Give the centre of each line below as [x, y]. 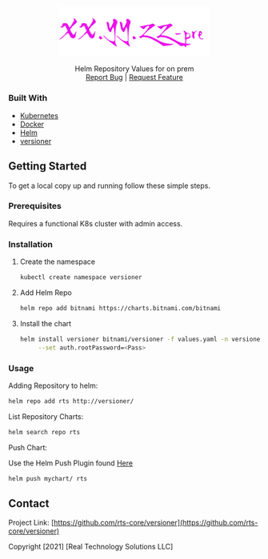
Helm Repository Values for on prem [134, 69]
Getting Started [48, 166]
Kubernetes [39, 115]
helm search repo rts [44, 432]
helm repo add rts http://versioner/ [71, 401]
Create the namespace [58, 262]
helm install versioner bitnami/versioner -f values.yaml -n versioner [142, 339]
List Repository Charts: [46, 416]
